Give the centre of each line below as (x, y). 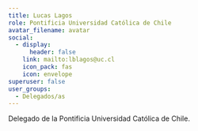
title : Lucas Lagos (40, 15)
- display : (33, 45)
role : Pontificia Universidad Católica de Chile (90, 23)
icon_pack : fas (48, 67)
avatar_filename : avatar (49, 30)
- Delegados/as (40, 96)
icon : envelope (48, 74)
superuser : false (37, 81)
